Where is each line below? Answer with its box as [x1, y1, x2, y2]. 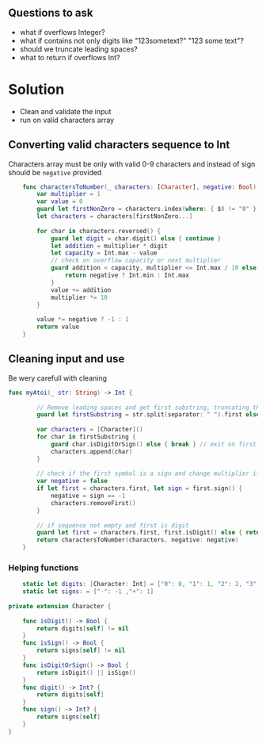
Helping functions [8, 562, 79, 573]
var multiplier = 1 [36, 190, 101, 198]
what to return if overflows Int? [19, 52, 120, 62]
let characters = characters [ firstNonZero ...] [36, 213, 193, 220]
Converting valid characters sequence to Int [8, 138, 230, 151]
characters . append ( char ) [50, 447, 133, 455]
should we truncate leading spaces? [19, 44, 139, 54]
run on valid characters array [19, 115, 115, 124]
